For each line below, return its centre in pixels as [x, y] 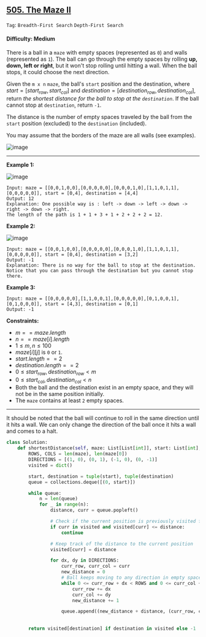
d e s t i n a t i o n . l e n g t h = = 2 [47, 365]
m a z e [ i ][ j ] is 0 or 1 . [39, 352]
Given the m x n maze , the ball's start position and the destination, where [98, 84]
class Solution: [27, 443]
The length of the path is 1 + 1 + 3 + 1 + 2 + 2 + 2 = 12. [85, 215]
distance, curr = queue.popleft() [94, 510]
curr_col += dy [92, 595]
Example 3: [21, 287]
